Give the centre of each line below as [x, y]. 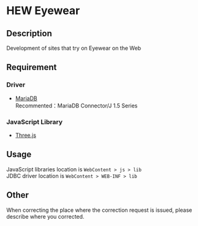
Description [29, 33]
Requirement [32, 67]
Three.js [26, 135]
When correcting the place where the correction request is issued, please [99, 210]
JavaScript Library [35, 122]
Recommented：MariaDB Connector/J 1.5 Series [76, 106]
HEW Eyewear [43, 11]
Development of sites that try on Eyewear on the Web [74, 48]
